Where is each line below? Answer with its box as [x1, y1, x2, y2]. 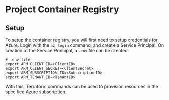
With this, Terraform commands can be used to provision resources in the [5, 84, 158, 89]
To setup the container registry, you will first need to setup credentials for [5, 37, 158, 43]
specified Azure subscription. [5, 89, 67, 95]
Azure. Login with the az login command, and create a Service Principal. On [5, 42, 164, 48]
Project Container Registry [5, 4, 119, 15]
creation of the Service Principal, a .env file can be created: [5, 48, 129, 53]
